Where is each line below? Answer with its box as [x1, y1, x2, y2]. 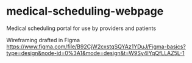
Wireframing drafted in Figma [6, 36, 80, 43]
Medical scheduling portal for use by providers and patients [6, 24, 157, 32]
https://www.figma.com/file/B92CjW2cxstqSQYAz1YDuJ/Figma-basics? [6, 43, 186, 50]
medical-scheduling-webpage [6, 4, 164, 18]
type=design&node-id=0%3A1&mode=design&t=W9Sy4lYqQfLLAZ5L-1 [6, 49, 185, 56]
